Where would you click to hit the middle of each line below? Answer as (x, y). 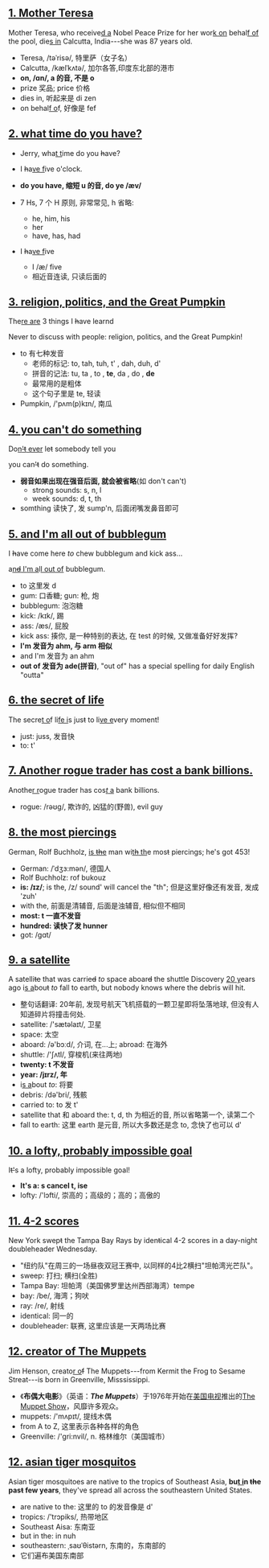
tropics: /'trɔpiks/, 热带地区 (64, 1517)
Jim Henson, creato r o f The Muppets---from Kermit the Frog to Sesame (127, 1371)
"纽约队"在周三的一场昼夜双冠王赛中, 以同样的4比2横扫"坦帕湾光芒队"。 (139, 1265)
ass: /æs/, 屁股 (45, 626)
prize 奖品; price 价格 (55, 88)
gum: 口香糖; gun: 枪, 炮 (59, 596)
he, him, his (51, 218)
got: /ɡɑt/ (36, 934)
